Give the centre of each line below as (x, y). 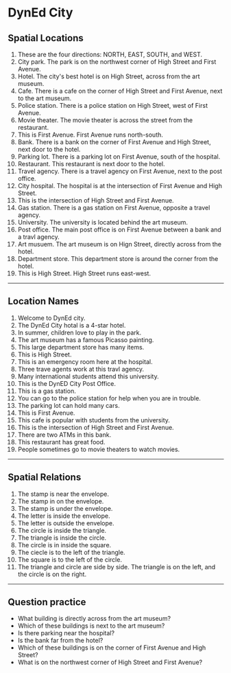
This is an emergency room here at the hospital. (85, 361)
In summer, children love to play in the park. (80, 332)
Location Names (44, 301)
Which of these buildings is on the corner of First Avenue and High (112, 648)
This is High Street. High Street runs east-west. (84, 273)
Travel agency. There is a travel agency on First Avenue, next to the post (120, 171)
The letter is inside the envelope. (64, 516)
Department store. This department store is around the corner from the (118, 259)
